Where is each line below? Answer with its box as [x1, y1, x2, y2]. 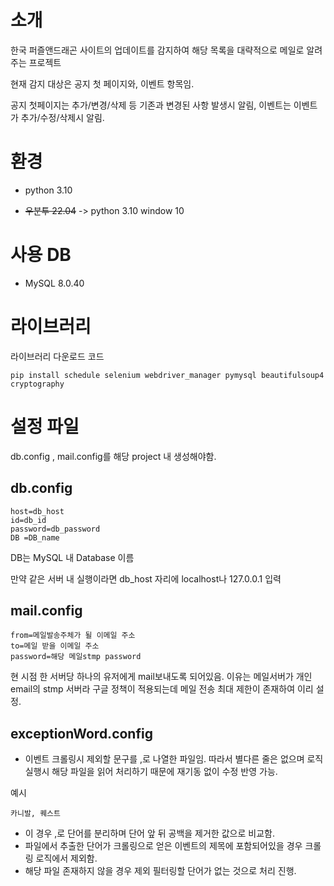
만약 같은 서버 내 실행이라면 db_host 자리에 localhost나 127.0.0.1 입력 [10, 572, 282, 585]
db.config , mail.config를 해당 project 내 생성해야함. [10, 450, 217, 462]
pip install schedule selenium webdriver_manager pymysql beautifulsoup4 [10, 370, 325, 380]
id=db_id [10, 515, 47, 525]
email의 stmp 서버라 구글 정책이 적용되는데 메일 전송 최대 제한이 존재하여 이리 [10, 683, 314, 695]
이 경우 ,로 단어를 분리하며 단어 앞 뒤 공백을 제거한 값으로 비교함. [24, 827, 275, 840]
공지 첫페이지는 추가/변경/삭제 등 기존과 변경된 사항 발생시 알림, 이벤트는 [10, 99, 292, 111]
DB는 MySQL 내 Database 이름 [10, 551, 135, 563]
